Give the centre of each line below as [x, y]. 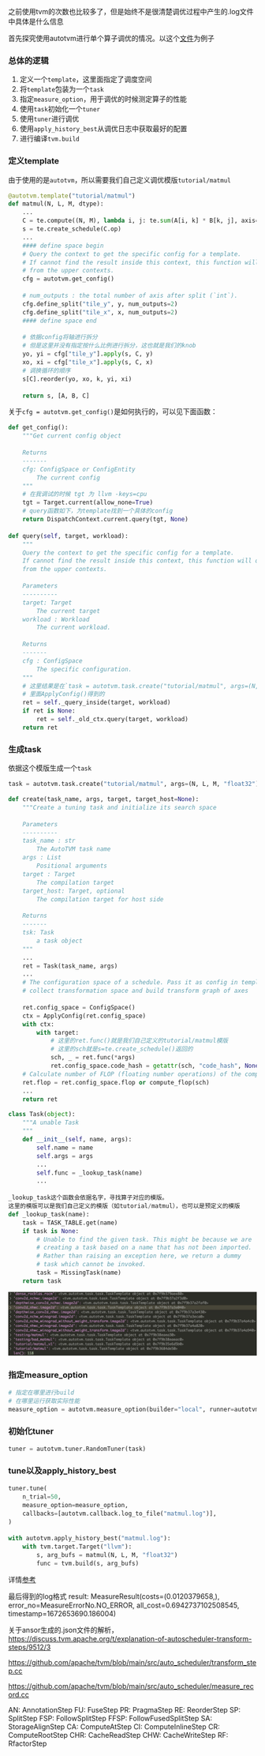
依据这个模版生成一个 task [50, 768]
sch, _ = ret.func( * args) [93, 1058]
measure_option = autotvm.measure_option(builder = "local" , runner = [121, 1409]
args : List [42, 858]
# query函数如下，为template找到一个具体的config [98, 511]
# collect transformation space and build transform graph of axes [135, 991]
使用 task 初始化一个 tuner [60, 109]
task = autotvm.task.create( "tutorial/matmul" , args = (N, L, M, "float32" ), [135, 784]
